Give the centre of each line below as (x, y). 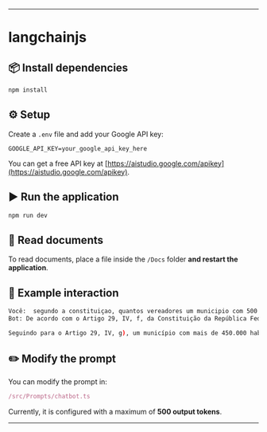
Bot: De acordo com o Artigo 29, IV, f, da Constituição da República (128, 318)
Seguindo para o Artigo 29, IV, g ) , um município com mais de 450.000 (128, 333)
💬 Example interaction (64, 293)
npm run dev (28, 215)
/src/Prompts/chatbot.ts (49, 397)
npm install (28, 90)
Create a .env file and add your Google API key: (86, 134)
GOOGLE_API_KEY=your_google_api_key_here (78, 148)
